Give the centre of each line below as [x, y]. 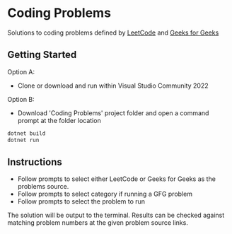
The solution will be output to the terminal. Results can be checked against [116, 215]
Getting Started [42, 55]
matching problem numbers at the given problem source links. [98, 223]
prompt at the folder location [59, 120]
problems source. [43, 187]
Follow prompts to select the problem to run [81, 201]
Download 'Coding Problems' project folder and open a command [113, 113]
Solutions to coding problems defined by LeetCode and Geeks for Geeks [113, 33]
